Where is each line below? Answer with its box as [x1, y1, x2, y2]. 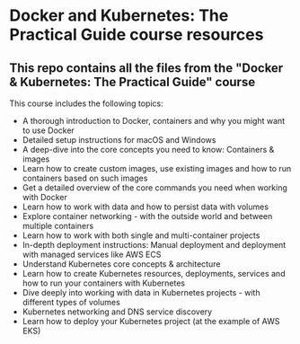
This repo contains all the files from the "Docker [9, 60, 284, 75]
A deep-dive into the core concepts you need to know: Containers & [22, 145, 275, 154]
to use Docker [22, 125, 75, 136]
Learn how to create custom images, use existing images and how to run [22, 163, 292, 173]
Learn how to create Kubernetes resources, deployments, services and [22, 269, 286, 278]
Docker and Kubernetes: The [9, 5, 229, 26]
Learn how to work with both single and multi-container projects [22, 230, 260, 241]
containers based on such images [22, 172, 148, 183]
